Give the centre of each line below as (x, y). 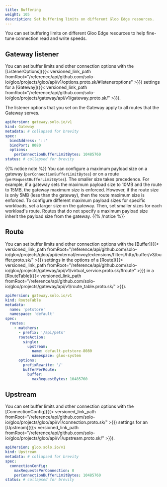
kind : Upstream (21, 452)
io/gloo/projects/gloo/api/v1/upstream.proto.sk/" (55, 438)
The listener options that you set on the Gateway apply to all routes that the (82, 108)
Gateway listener (32, 54)
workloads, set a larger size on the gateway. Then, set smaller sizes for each (83, 206)
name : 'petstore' (28, 310)
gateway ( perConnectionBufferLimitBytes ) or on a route (62, 174)
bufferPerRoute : (40, 369)
